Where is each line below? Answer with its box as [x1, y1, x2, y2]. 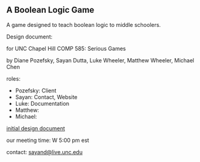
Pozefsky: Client [15, 87, 57, 94]
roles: [6, 75, 21, 82]
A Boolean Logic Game [6, 5, 95, 15]
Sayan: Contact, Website [15, 93, 78, 100]
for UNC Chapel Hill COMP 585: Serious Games [6, 45, 127, 52]
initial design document [6, 125, 65, 132]
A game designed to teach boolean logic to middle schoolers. [6, 21, 161, 28]
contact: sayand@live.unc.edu [6, 148, 83, 155]
